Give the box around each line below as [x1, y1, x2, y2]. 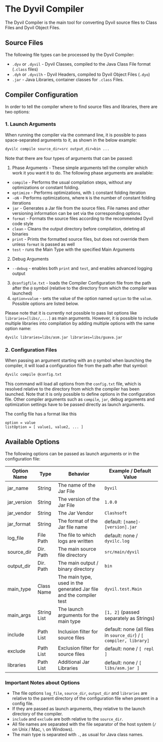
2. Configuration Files [5, 346, 57, 353]
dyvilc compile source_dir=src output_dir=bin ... [5, 146, 110, 151]
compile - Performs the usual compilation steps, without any [12, 179, 132, 185]
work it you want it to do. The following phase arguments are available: [12, 170, 154, 176]
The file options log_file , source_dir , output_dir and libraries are [12, 690, 147, 696]
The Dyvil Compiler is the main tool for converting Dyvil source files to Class [5, 19, 157, 25]
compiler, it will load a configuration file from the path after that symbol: [5, 362, 148, 368]
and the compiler [58, 592, 97, 599]
